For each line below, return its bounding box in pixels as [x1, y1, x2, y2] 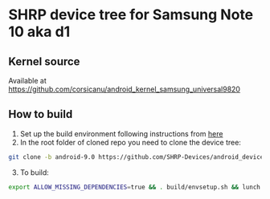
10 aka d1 [8, 22, 71, 41]
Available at [8, 76, 47, 85]
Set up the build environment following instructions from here [19, 128, 223, 138]
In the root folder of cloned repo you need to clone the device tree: [19, 137, 241, 147]
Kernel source [8, 55, 80, 68]
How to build [8, 108, 73, 121]
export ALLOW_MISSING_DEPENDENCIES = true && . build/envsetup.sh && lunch [8, 183, 261, 191]
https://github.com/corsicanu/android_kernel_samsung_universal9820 [8, 84, 241, 94]
